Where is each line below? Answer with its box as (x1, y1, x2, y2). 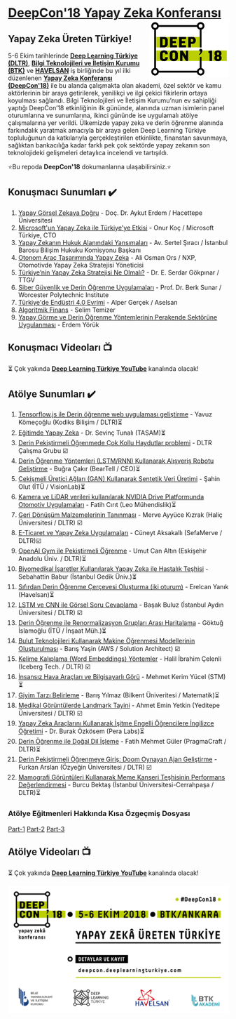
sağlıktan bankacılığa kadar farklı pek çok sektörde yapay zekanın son (8, 141, 211, 149)
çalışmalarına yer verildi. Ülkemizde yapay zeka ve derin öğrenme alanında (8, 119, 223, 127)
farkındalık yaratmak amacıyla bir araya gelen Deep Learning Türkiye (8, 126, 207, 134)
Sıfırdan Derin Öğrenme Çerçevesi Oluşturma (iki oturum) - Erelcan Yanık (18, 583, 229, 591)
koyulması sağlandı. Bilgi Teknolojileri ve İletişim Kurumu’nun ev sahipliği (8, 96, 216, 105)
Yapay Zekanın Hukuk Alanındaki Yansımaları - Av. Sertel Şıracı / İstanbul (18, 238, 228, 246)
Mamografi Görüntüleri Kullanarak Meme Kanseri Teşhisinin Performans (18, 773, 225, 782)
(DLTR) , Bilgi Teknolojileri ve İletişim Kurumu (8, 59, 140, 67)
